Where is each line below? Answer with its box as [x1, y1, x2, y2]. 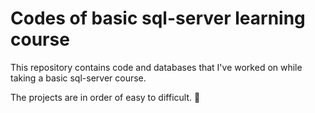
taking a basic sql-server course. [10, 72, 147, 84]
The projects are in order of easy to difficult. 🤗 [10, 91, 201, 103]
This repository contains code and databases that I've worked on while [10, 61, 303, 73]
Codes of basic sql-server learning [10, 7, 306, 30]
